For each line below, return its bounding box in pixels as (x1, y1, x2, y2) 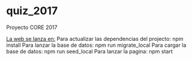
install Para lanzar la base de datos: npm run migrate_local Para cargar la (6, 41, 187, 49)
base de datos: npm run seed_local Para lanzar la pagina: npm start (6, 47, 173, 54)
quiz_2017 (6, 4, 58, 18)
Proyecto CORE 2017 (6, 24, 58, 31)
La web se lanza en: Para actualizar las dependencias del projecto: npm (6, 35, 184, 42)
